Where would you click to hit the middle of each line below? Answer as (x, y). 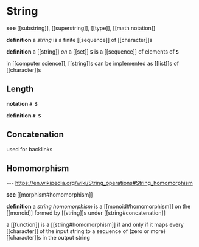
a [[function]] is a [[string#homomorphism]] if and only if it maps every (95, 225)
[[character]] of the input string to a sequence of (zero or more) (86, 231)
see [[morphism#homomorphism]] (50, 195)
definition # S (24, 115)
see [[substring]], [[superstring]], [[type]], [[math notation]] (81, 28)
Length (20, 89)
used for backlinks (30, 149)
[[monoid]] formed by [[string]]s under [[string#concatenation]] (86, 213)
